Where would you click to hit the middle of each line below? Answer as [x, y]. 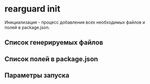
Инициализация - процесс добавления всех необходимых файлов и [75, 22]
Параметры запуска [37, 76]
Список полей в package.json [51, 59]
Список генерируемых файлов [54, 43]
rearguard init [32, 9]
